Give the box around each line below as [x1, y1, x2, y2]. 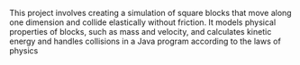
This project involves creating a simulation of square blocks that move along [9, 8, 292, 18]
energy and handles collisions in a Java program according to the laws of [9, 36, 281, 46]
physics [9, 45, 39, 56]
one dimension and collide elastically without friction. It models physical [9, 17, 277, 28]
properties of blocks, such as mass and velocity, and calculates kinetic [9, 27, 272, 37]
